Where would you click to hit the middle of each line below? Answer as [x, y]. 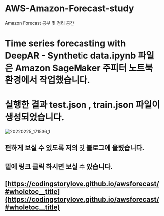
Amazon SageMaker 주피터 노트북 [84, 68]
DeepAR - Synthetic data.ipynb [71, 56]
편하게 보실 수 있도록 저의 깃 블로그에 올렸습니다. [75, 148]
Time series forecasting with [66, 43]
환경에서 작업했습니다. [48, 80]
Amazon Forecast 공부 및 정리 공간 [40, 23]
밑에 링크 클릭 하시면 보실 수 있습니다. [59, 167]
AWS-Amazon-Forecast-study [70, 9]
